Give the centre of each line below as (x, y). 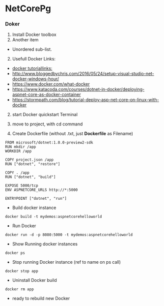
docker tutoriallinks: (32, 68)
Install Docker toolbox (34, 34)
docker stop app (22, 271)
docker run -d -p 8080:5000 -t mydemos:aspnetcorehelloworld (69, 235)
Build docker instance (34, 208)
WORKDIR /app (18, 151)
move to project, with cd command (47, 124)
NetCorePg (28, 9)
